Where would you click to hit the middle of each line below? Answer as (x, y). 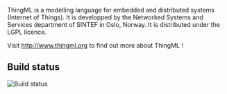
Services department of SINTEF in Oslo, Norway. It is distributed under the (113, 25)
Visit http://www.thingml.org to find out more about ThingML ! (95, 45)
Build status (34, 67)
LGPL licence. (27, 32)
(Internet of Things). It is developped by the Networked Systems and (105, 17)
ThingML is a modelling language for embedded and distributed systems (111, 10)
